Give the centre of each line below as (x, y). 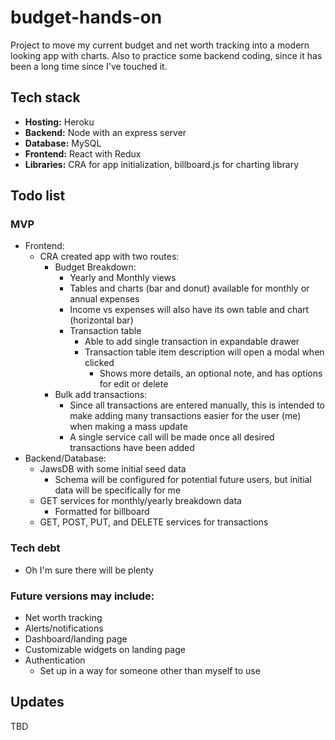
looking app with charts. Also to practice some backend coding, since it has (166, 55)
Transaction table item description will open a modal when (204, 352)
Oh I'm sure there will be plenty (89, 570)
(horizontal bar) (101, 320)
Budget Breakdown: (95, 267)
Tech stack (45, 97)
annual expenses (104, 299)
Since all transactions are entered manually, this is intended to (197, 405)
